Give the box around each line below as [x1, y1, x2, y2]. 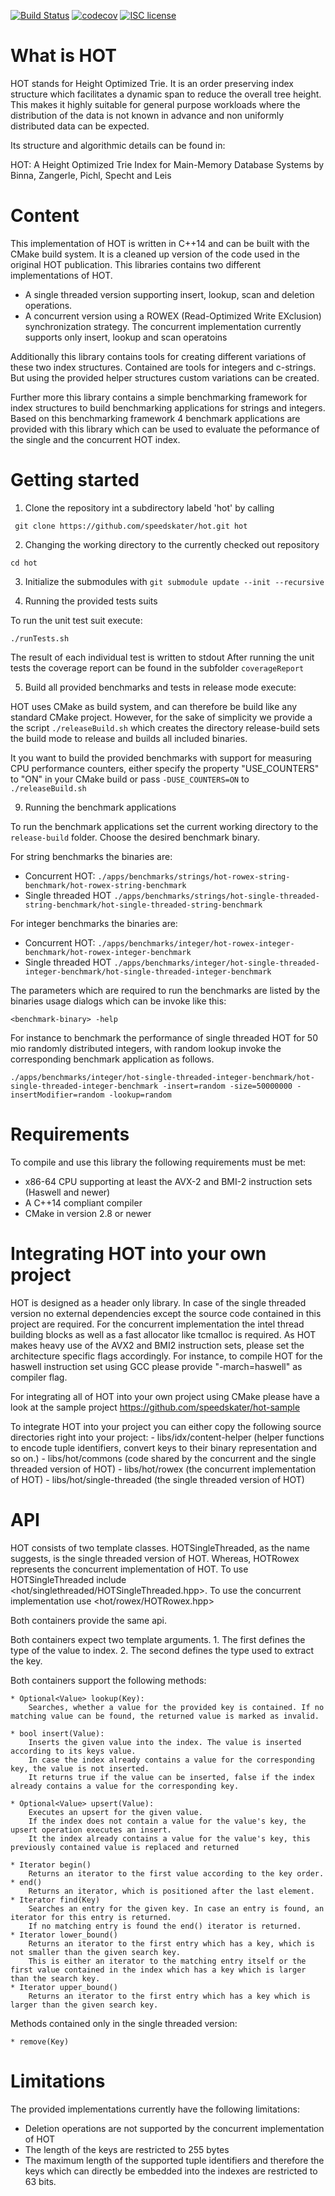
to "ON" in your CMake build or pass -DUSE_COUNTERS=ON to [10, 773, 250, 785]
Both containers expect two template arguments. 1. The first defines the [10, 1633, 306, 1645]
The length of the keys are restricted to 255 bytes [24, 2143, 230, 2155]
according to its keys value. [10, 1746, 137, 1756]
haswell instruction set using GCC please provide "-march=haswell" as [10, 1360, 303, 1372]
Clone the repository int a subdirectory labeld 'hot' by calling [24, 501, 275, 514]
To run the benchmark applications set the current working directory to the [10, 820, 319, 832]
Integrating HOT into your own [10, 1242, 267, 1265]
